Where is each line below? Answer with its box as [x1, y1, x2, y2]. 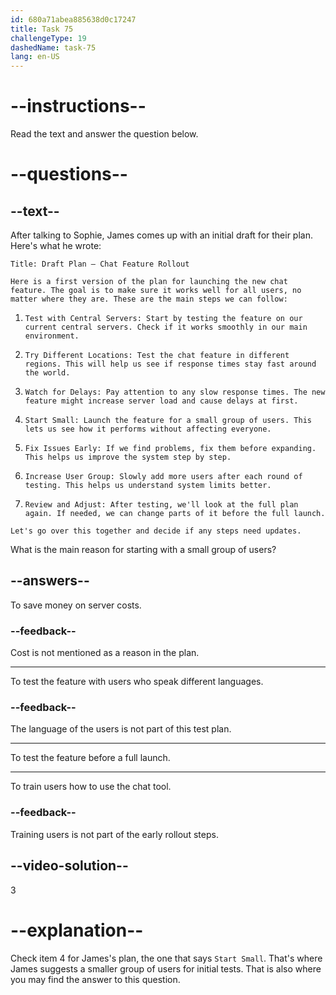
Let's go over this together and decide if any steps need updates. [10, 526, 302, 536]
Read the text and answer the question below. [10, 128, 199, 140]
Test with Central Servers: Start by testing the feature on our [24, 314, 303, 324]
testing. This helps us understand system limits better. [24, 481, 272, 491]
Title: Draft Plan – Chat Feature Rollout [10, 259, 190, 270]
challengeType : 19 [10, 33, 87, 43]
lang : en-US [10, 52, 60, 62]
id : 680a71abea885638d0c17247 [10, 14, 137, 25]
